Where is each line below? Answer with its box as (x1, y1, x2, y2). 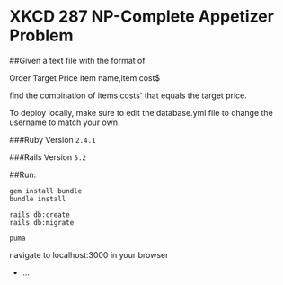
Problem (9, 25, 74, 46)
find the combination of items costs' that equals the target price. (9, 90, 247, 101)
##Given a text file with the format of (9, 55, 146, 66)
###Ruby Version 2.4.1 (9, 134, 96, 145)
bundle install (9, 194, 66, 203)
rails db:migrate (9, 218, 75, 227)
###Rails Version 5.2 (9, 151, 87, 163)
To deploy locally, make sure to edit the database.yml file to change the (9, 107, 274, 118)
